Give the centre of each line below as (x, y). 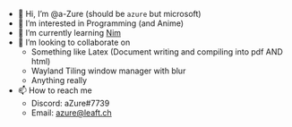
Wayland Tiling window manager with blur (108, 71)
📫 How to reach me (55, 90)
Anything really (59, 80)
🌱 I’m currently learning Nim (69, 33)
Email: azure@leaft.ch (71, 113)
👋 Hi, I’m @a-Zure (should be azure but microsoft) (109, 14)
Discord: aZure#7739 (70, 103)
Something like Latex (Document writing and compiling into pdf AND (157, 52)
